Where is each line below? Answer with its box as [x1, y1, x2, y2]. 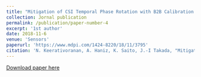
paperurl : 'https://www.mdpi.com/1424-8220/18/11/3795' [6, 42, 148, 48]
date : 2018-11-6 [6, 31, 47, 37]
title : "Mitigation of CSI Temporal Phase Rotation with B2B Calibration [6, 8, 194, 15]
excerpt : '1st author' [6, 25, 63, 32]
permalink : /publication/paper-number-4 [6, 20, 109, 26]
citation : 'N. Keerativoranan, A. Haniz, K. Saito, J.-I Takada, [6, 48, 172, 54]
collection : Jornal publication [6, 14, 87, 20]
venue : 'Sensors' [6, 36, 50, 42]
